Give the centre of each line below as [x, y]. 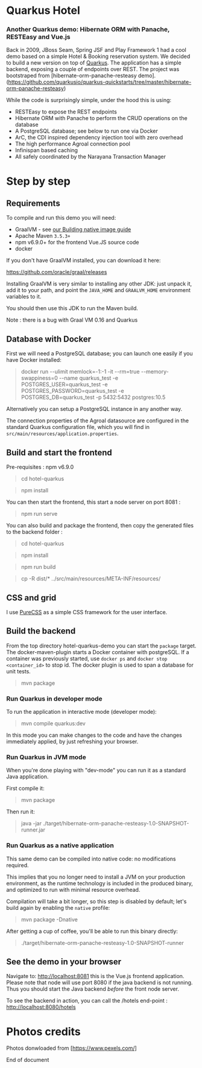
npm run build [38, 567]
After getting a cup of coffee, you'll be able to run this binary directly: [92, 931]
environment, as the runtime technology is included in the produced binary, [99, 883]
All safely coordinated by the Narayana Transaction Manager [90, 157]
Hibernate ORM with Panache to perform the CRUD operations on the [101, 118]
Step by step [38, 181]
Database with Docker [49, 339]
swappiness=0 [39, 378]
